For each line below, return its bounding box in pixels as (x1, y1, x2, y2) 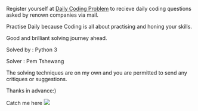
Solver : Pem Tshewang (6, 58, 64, 64)
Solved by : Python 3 (6, 46, 58, 53)
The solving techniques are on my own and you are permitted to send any (6, 69, 188, 76)
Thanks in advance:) (6, 87, 57, 94)
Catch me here (6, 100, 43, 106)
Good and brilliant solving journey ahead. (6, 35, 107, 41)
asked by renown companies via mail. (6, 11, 99, 18)
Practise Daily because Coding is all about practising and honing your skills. (6, 23, 193, 30)
